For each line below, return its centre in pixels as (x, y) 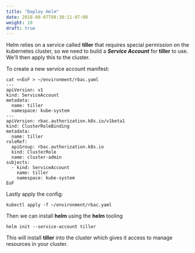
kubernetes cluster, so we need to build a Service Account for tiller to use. (97, 51)
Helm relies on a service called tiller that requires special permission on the (98, 45)
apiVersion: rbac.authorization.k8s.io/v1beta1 (66, 121)
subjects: (18, 163)
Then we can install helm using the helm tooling (65, 216)
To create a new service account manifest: (58, 69)
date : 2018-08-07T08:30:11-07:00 (47, 17)
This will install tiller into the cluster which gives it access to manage (89, 238)
